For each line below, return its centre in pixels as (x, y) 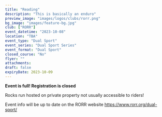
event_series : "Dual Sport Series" (41, 45)
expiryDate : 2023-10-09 (29, 72)
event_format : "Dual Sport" (33, 50)
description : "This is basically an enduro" (51, 14)
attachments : (18, 63)
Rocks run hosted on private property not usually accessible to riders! (74, 95)
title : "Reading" (22, 9)
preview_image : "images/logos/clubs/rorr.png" (53, 18)
